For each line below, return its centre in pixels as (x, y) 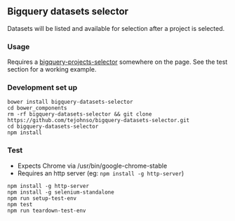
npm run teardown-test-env (47, 210)
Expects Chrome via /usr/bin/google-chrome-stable (92, 166)
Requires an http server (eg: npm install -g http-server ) (101, 173)
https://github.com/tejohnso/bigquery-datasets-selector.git (99, 121)
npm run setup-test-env (42, 198)
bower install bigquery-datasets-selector (70, 102)
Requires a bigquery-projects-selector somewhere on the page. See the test (117, 62)
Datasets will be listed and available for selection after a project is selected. (116, 28)
